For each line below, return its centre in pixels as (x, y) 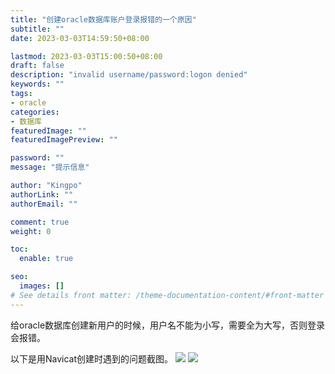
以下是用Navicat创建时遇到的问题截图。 (92, 358)
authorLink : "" (42, 194)
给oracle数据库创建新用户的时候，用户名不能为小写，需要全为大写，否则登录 (168, 325)
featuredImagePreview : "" (64, 140)
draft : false (37, 66)
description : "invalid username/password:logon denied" (129, 75)
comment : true (40, 222)
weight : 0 (31, 231)
